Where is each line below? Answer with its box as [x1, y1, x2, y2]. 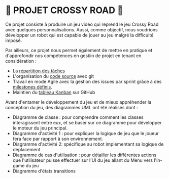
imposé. [5, 37, 22, 43]
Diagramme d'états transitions [12, 168, 76, 174]
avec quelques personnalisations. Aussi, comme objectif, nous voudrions [5, 26, 158, 32]
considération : [5, 58, 37, 64]
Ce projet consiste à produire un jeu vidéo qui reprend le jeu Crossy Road [5, 21, 159, 27]
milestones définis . [12, 83, 52, 90]
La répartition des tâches [12, 68, 65, 74]
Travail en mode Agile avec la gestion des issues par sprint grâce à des [12, 78, 162, 84]
